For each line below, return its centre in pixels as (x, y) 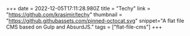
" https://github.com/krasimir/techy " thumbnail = (64, 15)
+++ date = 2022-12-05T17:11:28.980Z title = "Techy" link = (79, 8)
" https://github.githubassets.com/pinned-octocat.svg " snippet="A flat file (95, 21)
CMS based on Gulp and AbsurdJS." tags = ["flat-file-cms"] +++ (84, 27)
